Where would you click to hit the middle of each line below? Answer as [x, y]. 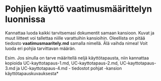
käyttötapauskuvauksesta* [32, 73]
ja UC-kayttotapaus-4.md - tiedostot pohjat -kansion [69, 68]
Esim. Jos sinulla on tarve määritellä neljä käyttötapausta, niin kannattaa [77, 58]
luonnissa [25, 19]
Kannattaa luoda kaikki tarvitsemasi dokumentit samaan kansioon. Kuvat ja [80, 33]
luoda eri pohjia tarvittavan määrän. [41, 48]
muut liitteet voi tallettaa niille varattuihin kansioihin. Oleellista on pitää [75, 38]
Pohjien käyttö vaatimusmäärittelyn [79, 9]
